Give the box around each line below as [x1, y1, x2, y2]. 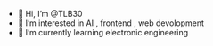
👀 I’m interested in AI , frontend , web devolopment [17, 18, 205, 28]
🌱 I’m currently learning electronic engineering [17, 27, 189, 37]
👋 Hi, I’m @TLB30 [17, 9, 83, 19]
